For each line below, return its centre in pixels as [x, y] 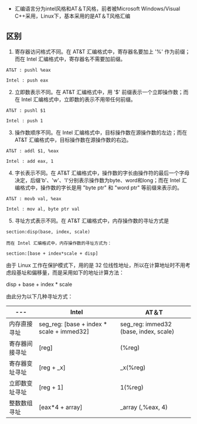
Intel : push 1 [25, 121]
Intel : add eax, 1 [30, 161]
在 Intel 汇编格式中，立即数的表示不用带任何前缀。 [75, 99]
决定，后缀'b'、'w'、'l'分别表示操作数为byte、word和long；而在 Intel [97, 180]
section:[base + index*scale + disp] [52, 253]
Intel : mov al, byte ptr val [43, 209]
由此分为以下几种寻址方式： [40, 296]
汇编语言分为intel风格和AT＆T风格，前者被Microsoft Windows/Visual [97, 9]
